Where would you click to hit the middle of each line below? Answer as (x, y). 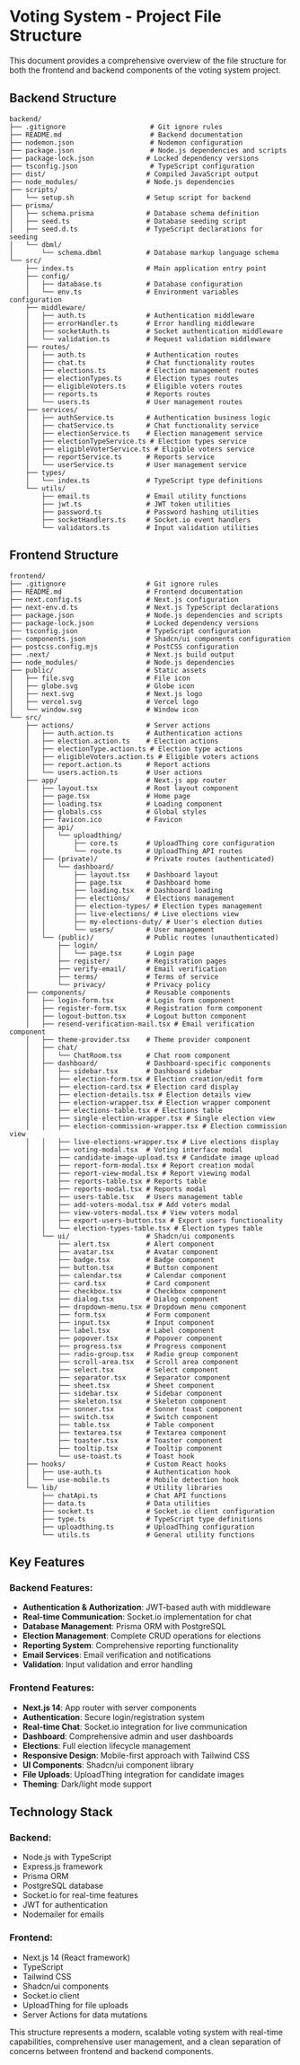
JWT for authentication (65, 1905)
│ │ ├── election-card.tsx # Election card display (132, 1087)
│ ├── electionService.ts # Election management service (144, 433)
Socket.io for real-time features (80, 1895)
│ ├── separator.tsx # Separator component (128, 1377)
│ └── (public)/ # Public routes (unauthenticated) (152, 937)
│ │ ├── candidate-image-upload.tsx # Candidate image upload (152, 1157)
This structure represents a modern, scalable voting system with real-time (146, 2032)
